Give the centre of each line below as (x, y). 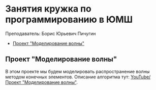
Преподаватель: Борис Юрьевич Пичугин (51, 33)
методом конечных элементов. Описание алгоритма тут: (67, 77)
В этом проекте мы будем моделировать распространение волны (77, 71)
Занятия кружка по (48, 9)
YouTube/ (141, 77)
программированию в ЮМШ (69, 19)
